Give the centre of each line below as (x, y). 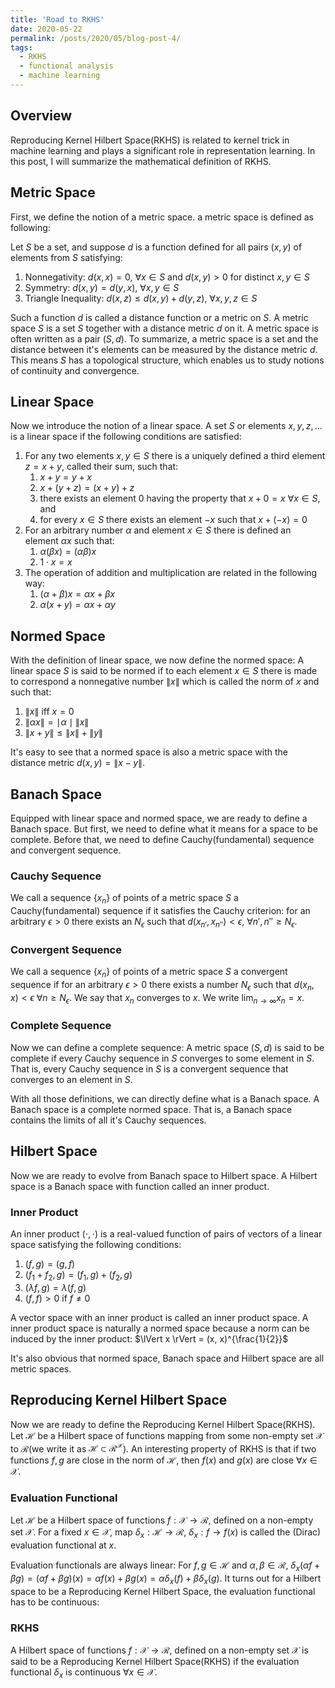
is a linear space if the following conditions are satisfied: (126, 437)
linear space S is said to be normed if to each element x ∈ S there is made (164, 671)
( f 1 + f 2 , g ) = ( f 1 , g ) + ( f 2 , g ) (78, 1275)
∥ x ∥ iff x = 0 (49, 712)
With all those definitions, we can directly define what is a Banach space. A (165, 1098)
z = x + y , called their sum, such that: (101, 467)
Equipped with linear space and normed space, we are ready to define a (159, 818)
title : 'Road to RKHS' (57, 19)
